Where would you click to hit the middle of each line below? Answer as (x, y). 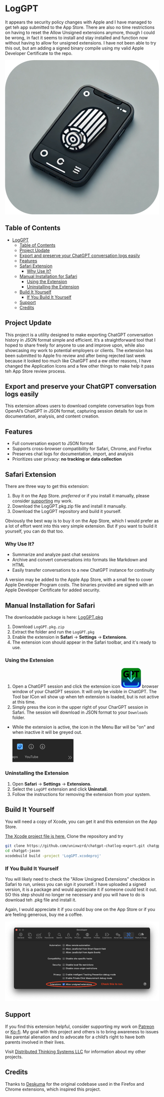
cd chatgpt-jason (23, 851)
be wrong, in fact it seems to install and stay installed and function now (76, 38)
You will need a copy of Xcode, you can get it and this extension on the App (81, 821)
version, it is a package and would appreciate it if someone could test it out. (81, 889)
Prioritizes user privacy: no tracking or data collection (67, 459)
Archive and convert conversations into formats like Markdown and (80, 560)
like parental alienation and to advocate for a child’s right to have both (75, 1037)
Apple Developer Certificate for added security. (53, 590)
